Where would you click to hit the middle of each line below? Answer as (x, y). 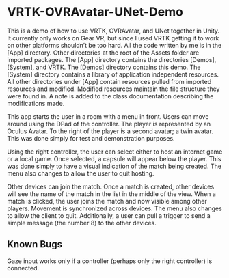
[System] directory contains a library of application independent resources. (113, 74)
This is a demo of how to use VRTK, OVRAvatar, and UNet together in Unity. (113, 31)
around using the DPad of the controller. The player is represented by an (109, 124)
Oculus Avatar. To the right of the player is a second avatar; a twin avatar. (110, 131)
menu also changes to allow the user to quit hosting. (81, 173)
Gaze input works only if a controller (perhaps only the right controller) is (110, 261)
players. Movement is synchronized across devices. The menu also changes (114, 208)
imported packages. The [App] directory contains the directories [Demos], (112, 59)
